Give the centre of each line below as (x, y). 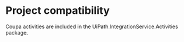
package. (17, 32)
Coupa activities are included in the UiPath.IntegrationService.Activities (92, 26)
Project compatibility (58, 11)
